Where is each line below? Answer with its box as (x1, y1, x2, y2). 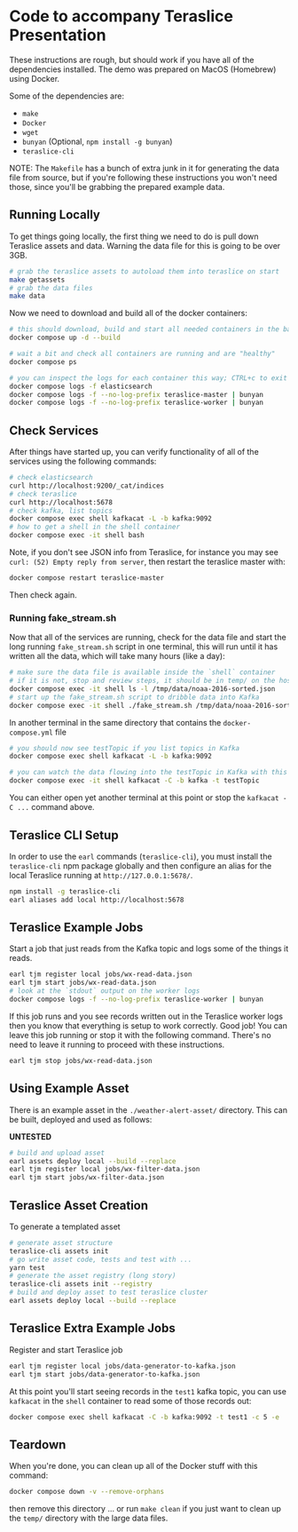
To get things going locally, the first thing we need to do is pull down (9, 231, 259, 242)
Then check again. (9, 589, 77, 600)
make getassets (9, 275, 66, 284)
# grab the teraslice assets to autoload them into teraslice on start (9, 266, 279, 276)
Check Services (9, 423, 99, 438)
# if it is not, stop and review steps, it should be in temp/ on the (9, 677, 276, 686)
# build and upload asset (9, 1148, 105, 1157)
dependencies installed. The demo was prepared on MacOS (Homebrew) (9, 64, 277, 75)
